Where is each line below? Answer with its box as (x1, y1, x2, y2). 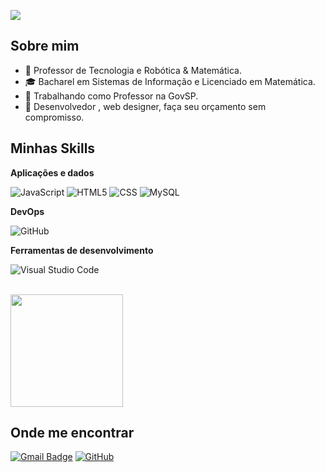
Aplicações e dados (10, 166, 95, 179)
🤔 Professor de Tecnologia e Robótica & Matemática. (24, 64, 242, 76)
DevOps (10, 205, 45, 217)
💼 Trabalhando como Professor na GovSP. (24, 90, 199, 102)
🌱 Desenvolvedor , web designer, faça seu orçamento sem (24, 100, 267, 112)
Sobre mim (10, 38, 80, 55)
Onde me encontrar (10, 425, 135, 442)
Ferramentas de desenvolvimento (10, 244, 154, 256)
